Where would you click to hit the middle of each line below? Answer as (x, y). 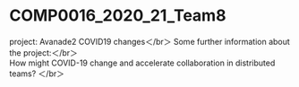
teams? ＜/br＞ (37, 74)
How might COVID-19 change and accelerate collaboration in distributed (142, 63)
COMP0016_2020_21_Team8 (118, 16)
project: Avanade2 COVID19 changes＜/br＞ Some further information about (150, 41)
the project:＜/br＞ (44, 52)
